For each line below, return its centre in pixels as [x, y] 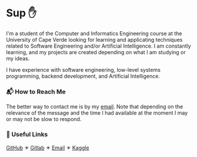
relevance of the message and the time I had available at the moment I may [97, 113]
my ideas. [18, 58]
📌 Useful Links [27, 135]
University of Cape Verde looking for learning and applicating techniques [94, 39]
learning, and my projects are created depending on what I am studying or [96, 52]
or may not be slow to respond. [44, 119]
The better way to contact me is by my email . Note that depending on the [95, 107]
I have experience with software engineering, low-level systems [83, 69]
